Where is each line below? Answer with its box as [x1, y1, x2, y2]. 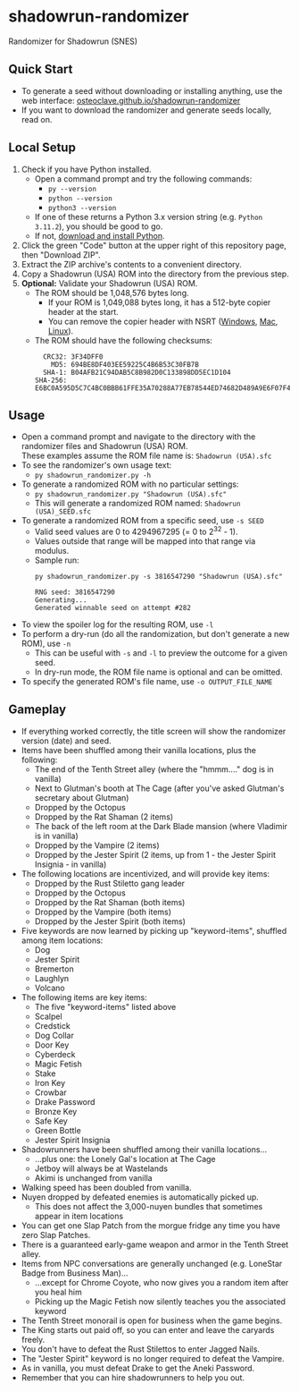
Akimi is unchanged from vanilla [34, 1172, 153, 1183]
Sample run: [34, 555, 79, 565]
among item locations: [21, 935, 104, 946]
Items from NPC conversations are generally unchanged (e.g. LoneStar [21, 1258, 283, 1269]
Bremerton [34, 963, 74, 974]
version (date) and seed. [21, 735, 112, 746]
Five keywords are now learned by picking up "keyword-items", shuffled [21, 925, 287, 936]
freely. [21, 1334, 46, 1345]
